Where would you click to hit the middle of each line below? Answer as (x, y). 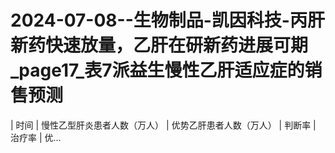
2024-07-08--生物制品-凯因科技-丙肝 (167, 20)
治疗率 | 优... (36, 137)
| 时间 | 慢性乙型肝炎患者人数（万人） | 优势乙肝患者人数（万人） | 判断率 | (163, 125)
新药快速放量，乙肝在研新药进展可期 (159, 45)
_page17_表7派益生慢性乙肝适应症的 (157, 70)
